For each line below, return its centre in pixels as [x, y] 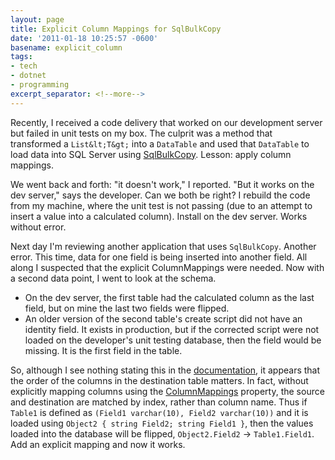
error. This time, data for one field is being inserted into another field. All [159, 257]
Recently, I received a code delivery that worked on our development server [166, 122]
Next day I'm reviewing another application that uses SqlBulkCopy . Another [163, 246]
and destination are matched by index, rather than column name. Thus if [159, 402]
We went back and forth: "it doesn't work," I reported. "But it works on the [162, 184]
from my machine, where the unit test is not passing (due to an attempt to [161, 205]
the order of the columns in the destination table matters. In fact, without [159, 380]
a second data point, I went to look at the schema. [113, 278]
